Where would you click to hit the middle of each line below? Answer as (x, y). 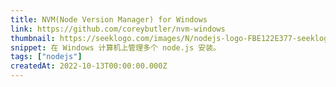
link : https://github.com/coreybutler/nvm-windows (118, 29)
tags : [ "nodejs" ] (46, 57)
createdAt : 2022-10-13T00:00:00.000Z (89, 66)
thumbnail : (33, 38)
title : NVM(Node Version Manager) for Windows (109, 19)
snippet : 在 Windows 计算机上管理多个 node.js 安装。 (116, 47)
